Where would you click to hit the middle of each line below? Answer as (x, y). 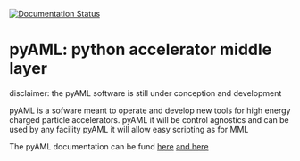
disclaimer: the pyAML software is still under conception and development (146, 93)
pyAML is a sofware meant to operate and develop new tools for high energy (150, 110)
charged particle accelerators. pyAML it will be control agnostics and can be (150, 119)
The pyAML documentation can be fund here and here (109, 146)
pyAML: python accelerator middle (141, 50)
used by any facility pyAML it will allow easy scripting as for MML (129, 129)
